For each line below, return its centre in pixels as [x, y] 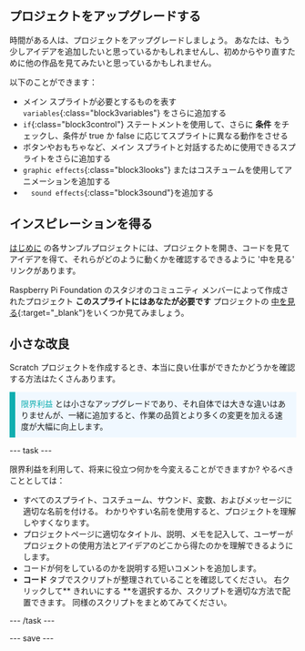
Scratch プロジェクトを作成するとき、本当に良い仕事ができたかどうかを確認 [152, 368]
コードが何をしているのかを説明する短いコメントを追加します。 [142, 568]
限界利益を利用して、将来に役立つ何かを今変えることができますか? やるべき [152, 469]
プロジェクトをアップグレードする [105, 16]
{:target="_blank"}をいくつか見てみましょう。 [103, 312]
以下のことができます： [53, 82]
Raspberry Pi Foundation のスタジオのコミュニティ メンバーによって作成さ [149, 290]
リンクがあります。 [45, 270]
